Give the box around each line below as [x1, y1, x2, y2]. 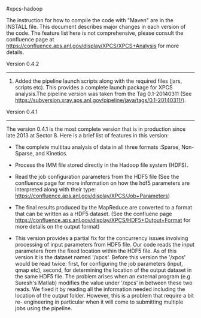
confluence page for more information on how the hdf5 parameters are [14, 179, 190, 187]
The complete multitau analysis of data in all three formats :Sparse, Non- [14, 143, 194, 151]
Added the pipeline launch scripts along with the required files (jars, [14, 77, 182, 85]
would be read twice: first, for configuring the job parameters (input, [14, 260, 184, 267]
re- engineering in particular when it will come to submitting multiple [14, 298, 184, 305]
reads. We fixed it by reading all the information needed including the [14, 286, 185, 293]
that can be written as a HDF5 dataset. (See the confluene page [14, 210, 172, 217]
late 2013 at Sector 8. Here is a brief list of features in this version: [6, 132, 169, 139]
